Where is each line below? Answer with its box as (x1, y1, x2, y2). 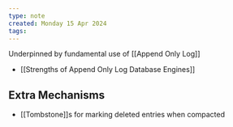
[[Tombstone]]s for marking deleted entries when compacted (19, 110, 226, 120)
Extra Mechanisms (8, 88, 106, 102)
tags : (8, 27, 27, 35)
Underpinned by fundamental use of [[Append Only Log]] (8, 49, 201, 59)
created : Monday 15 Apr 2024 (8, 19, 107, 28)
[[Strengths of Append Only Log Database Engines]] (19, 65, 196, 74)
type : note (8, 11, 45, 20)
